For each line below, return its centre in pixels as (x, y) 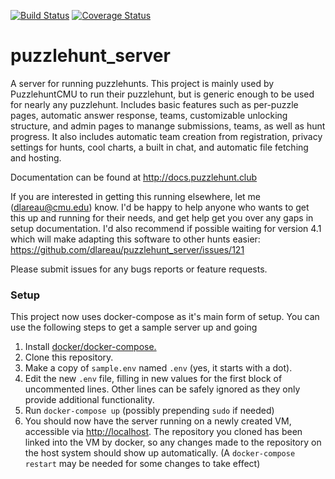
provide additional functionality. (89, 400)
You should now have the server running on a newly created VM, (158, 421)
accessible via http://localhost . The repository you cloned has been (163, 432)
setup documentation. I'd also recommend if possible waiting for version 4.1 (166, 228)
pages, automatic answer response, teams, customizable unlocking (149, 115)
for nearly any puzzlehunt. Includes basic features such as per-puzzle (154, 104)
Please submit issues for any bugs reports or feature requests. (139, 269)
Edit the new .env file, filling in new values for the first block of (153, 379)
